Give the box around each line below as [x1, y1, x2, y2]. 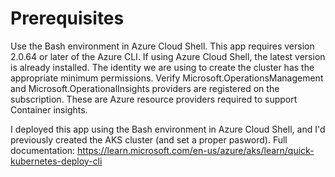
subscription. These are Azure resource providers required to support [10, 93, 298, 105]
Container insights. [10, 103, 88, 116]
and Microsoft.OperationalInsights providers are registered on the [10, 82, 280, 94]
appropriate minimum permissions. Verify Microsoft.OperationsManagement [10, 72, 324, 84]
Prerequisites [10, 7, 125, 30]
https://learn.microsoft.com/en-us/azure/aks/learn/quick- [77, 144, 315, 156]
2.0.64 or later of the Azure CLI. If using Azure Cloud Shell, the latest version [10, 50, 326, 62]
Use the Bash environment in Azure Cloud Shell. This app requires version [10, 40, 315, 52]
